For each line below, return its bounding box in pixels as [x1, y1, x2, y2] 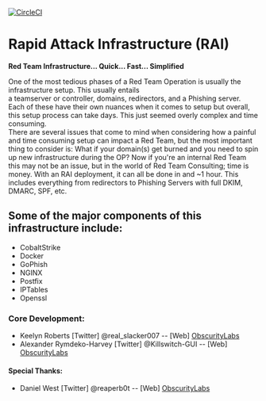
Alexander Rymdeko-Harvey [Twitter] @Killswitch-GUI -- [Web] [19, 339, 228, 349]
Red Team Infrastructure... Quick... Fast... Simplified [8, 61, 184, 71]
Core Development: [8, 313, 85, 324]
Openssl [19, 293, 48, 303]
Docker [19, 250, 44, 261]
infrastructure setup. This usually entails [8, 85, 141, 94]
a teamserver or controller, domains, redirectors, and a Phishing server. [8, 94, 241, 103]
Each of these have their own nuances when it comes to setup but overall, [8, 101, 250, 111]
